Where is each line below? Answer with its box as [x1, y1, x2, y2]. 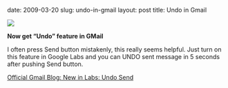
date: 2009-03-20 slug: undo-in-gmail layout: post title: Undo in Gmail [7, 6, 207, 14]
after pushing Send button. [7, 60, 84, 68]
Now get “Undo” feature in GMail [7, 32, 104, 40]
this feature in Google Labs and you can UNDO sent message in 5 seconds [7, 53, 220, 60]
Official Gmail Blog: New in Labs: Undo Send [7, 74, 134, 81]
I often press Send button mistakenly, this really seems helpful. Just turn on [7, 45, 222, 54]
